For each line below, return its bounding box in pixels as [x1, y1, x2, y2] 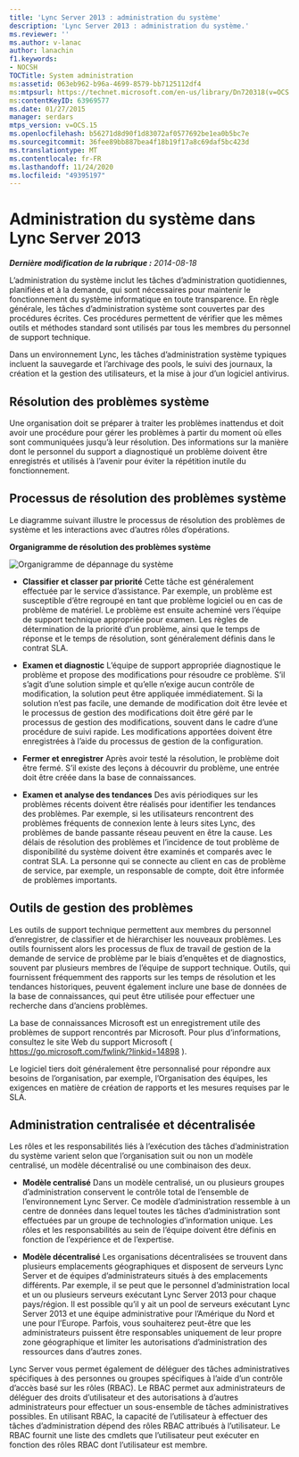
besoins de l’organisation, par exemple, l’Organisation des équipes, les [9, 1072, 268, 1083]
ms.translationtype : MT [9, 146, 98, 154]
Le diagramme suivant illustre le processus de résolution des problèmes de [9, 514, 286, 525]
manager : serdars [9, 112, 74, 121]
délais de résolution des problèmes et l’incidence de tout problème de [21, 837, 279, 847]
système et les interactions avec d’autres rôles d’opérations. [9, 524, 230, 535]
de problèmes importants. [21, 874, 118, 885]
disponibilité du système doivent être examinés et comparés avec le [21, 845, 272, 857]
